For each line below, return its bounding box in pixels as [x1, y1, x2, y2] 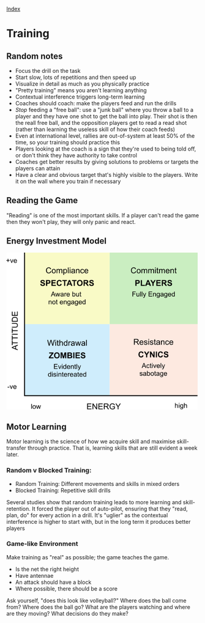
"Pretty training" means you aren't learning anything [15, 87, 147, 94]
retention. [6, 505, 31, 512]
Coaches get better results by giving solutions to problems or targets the [15, 159, 199, 165]
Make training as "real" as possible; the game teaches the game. [6, 553, 170, 561]
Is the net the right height [15, 565, 80, 573]
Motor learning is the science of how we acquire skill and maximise [6, 438, 176, 446]
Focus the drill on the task [15, 67, 81, 74]
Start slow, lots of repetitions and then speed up [15, 73, 136, 81]
